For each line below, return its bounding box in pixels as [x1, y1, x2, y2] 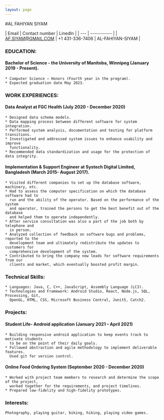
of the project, [5, 379, 38, 384]
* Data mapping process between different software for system [5, 119, 137, 124]
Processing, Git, [5, 293, 41, 298]
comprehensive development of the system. [9, 249, 98, 254]
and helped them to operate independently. [9, 215, 100, 220]
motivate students [5, 336, 43, 341]
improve [5, 141, 21, 146]
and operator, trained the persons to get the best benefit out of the [9, 206, 160, 211]
